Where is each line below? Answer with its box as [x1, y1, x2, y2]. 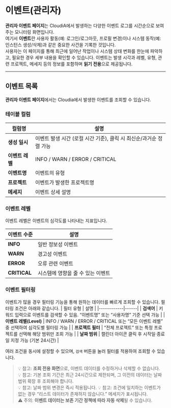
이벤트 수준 [8, 231, 33, 238]
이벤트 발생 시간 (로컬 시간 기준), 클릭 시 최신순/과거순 [35, 135, 157, 142]
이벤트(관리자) [5, 5, 62, 16]
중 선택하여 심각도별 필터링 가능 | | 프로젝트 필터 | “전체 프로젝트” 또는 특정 [5, 324, 153, 330]
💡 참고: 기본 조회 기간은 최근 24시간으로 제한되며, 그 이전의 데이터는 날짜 [17, 371, 162, 378]
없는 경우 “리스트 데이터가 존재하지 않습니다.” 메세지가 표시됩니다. [17, 391, 148, 397]
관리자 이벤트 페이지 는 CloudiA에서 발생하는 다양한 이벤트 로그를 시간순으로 [5, 22, 155, 29]
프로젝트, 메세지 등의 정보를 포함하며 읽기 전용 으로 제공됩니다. [10, 61, 133, 67]
